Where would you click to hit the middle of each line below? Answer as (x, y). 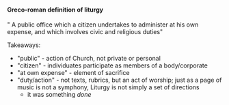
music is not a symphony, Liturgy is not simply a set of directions (108, 87)
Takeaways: (24, 45)
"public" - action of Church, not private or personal (89, 59)
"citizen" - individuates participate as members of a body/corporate (112, 65)
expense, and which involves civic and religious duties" (85, 32)
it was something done (59, 95)
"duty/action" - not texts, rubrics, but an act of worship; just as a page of (119, 80)
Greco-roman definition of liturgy (55, 10)
